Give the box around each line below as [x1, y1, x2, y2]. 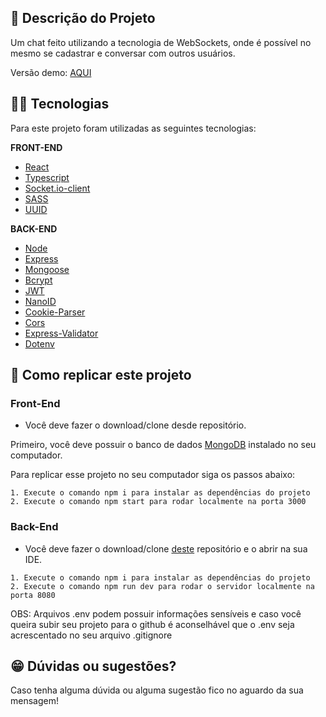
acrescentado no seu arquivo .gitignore [10, 629, 173, 641]
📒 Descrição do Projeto [10, 10, 156, 27]
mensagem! [10, 695, 59, 707]
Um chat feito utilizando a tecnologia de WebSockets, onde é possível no [10, 36, 312, 48]
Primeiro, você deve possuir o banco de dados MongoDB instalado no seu [10, 439, 317, 451]
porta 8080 [10, 590, 56, 600]
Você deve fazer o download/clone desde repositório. [24, 419, 247, 431]
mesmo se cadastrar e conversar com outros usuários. [10, 47, 236, 59]
